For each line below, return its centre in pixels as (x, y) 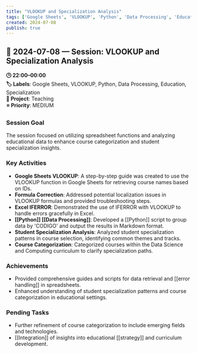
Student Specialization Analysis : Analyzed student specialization (94, 232)
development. (31, 344)
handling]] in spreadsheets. (47, 284)
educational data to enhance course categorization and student (83, 142)
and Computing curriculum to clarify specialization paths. (84, 250)
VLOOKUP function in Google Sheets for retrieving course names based (101, 182)
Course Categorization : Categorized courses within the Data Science (99, 245)
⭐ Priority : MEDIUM (30, 106)
